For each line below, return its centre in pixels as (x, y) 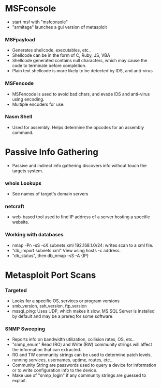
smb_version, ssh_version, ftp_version (49, 306)
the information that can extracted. (46, 350)
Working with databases (34, 235)
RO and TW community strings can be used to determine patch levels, (82, 355)
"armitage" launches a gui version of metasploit (59, 27)
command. (23, 132)
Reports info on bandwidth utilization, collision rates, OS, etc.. (73, 339)
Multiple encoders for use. (38, 104)
